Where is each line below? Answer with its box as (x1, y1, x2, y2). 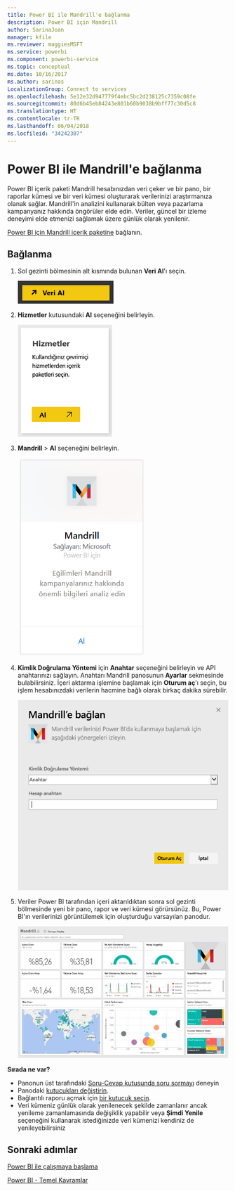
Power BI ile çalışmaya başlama (7, 1162, 98, 1171)
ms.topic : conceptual (7, 63, 71, 70)
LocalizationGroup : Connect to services (7, 85, 128, 93)
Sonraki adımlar (7, 1143, 78, 1156)
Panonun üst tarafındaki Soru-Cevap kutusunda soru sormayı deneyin (17, 1079, 220, 1087)
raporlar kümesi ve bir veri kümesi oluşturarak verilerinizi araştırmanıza (7, 192, 213, 200)
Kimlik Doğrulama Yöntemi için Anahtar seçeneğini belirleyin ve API (17, 664, 216, 672)
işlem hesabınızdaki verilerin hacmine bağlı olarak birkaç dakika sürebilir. (17, 686, 228, 695)
